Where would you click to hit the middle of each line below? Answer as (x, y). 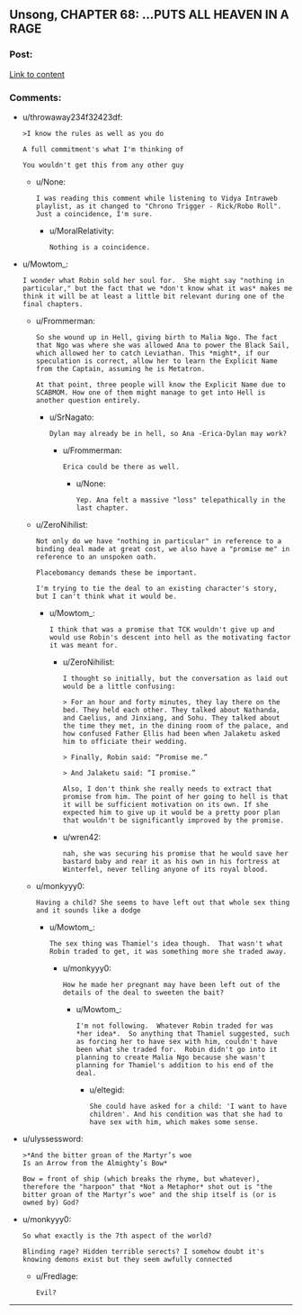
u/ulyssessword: (53, 1138)
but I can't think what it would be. (107, 596)
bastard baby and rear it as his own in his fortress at (171, 861)
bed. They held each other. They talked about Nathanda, (171, 710)
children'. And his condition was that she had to (186, 1114)
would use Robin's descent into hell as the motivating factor (170, 637)
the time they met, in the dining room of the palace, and (176, 726)
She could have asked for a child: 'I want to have (188, 1106)
